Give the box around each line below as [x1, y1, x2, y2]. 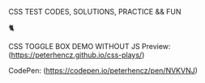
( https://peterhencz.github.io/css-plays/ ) [8, 50, 145, 60]
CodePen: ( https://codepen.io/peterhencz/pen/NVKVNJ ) [8, 66, 199, 75]
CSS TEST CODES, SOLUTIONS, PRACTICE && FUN [8, 7, 182, 16]
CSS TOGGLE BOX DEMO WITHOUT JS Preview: [8, 42, 171, 51]
